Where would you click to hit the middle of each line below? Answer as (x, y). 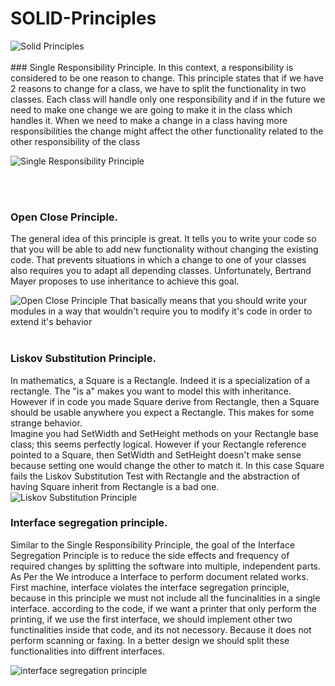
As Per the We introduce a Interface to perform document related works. (159, 576)
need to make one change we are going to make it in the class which (151, 109)
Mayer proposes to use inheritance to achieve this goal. (125, 281)
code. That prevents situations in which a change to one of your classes (158, 260)
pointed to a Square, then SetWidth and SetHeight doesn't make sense (156, 454)
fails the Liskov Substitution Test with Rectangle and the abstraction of (155, 476)
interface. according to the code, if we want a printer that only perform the (164, 608)
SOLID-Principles (83, 18)
